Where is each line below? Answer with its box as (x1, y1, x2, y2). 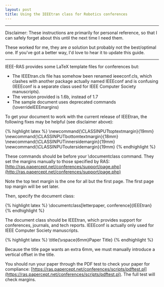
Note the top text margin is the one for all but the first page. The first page (5, 178, 154, 184)
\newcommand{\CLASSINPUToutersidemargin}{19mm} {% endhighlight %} (5, 143, 156, 149)
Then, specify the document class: (5, 193, 75, 199)
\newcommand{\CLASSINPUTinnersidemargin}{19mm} (5, 139, 116, 144)
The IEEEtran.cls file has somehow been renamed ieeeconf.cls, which (12, 73, 152, 79)
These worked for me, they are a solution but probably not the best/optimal (5, 44, 157, 50)
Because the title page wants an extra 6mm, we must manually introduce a (5, 246, 155, 252)
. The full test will (121, 271, 155, 277)
